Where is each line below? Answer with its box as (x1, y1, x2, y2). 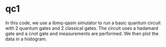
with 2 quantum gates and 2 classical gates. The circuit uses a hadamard (5, 25, 159, 31)
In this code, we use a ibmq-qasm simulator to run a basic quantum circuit (5, 20, 161, 26)
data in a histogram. (5, 36, 47, 42)
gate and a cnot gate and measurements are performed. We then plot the (5, 30, 159, 36)
